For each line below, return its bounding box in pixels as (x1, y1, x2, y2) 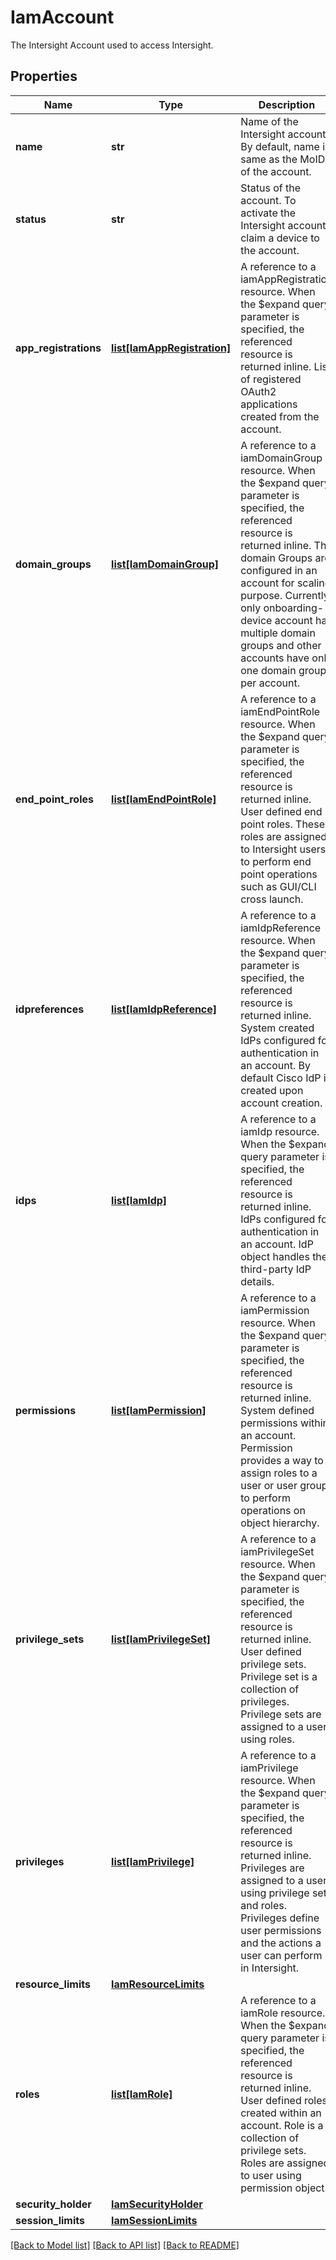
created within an (240, 2106, 322, 2120)
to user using (240, 2168, 302, 2182)
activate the (240, 206, 297, 220)
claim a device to (240, 231, 320, 245)
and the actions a (240, 1936, 322, 1950)
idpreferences (15, 1002, 85, 1016)
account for (240, 576, 295, 590)
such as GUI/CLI (240, 879, 317, 893)
